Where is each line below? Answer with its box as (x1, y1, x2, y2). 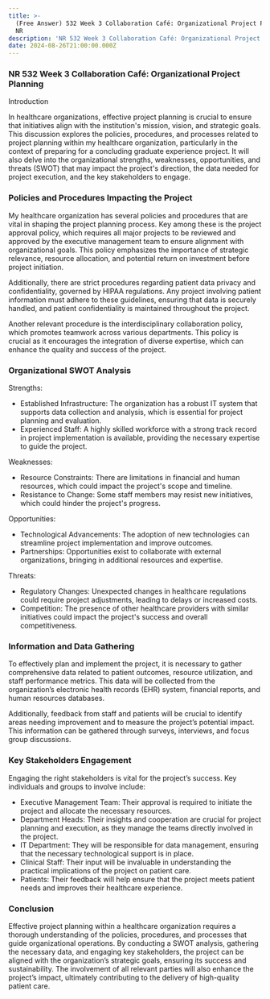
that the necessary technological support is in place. (19, 848, 194, 858)
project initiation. (8, 262, 64, 272)
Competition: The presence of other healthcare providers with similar (19, 603, 249, 613)
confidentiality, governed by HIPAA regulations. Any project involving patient (8, 286, 261, 296)
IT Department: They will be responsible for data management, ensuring (19, 839, 259, 850)
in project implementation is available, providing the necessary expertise (19, 433, 260, 443)
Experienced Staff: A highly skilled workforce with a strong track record (19, 425, 257, 434)
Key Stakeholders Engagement (8, 755, 132, 766)
